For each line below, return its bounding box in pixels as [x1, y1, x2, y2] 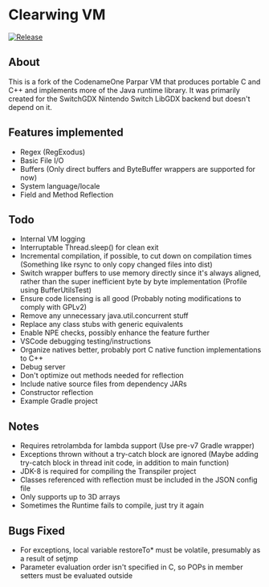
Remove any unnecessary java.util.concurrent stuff [19, 311, 189, 320]
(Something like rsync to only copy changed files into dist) [19, 259, 213, 270]
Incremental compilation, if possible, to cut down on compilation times [19, 251, 252, 261]
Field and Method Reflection [19, 190, 114, 199]
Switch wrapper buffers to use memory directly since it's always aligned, [19, 268, 261, 278]
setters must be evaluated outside [19, 571, 133, 580]
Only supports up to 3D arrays [19, 492, 120, 502]
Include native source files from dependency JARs [19, 379, 187, 389]
